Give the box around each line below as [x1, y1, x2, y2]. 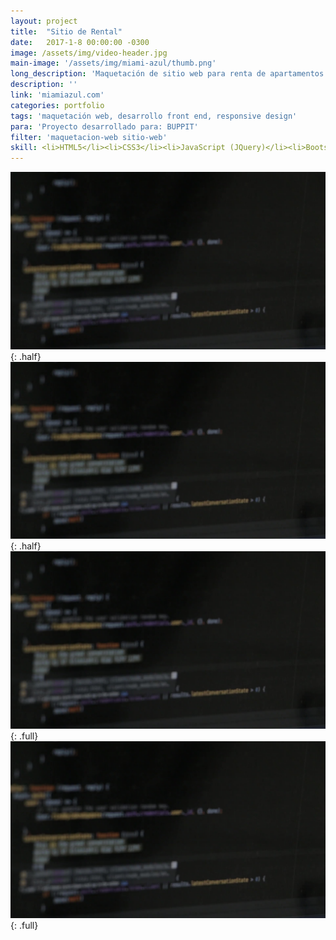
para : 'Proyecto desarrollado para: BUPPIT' [10, 121, 199, 132]
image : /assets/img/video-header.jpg [10, 48, 168, 58]
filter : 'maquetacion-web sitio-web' [10, 132, 168, 142]
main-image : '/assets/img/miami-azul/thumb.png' [10, 58, 217, 69]
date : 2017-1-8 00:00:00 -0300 [10, 37, 150, 47]
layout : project [10, 16, 78, 26]
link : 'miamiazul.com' [10, 90, 105, 100]
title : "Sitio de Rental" [10, 26, 123, 37]
